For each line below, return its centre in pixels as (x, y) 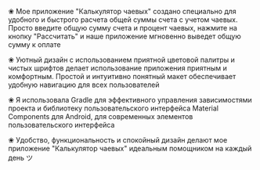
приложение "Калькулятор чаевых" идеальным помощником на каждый (130, 148)
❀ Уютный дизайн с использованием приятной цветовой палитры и (121, 60)
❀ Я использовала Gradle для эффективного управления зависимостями (130, 100)
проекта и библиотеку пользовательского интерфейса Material (114, 108)
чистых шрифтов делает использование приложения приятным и (117, 68)
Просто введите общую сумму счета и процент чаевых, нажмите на (123, 28)
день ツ (21, 157)
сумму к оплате (34, 45)
